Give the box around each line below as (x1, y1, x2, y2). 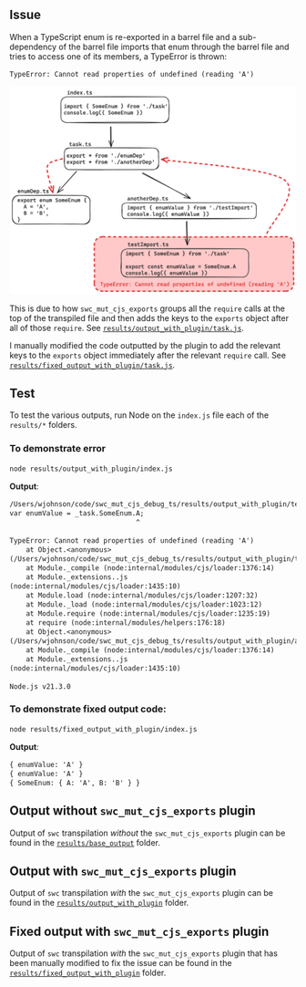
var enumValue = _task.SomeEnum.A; (9, 508, 145, 518)
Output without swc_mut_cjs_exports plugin (9, 803, 257, 819)
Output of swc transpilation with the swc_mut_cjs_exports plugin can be (9, 888, 274, 899)
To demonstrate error (9, 442, 107, 455)
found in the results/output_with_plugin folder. (9, 898, 189, 909)
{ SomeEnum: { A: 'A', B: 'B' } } (9, 778, 141, 787)
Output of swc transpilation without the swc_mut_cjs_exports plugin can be (9, 827, 286, 838)
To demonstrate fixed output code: (9, 702, 167, 715)
